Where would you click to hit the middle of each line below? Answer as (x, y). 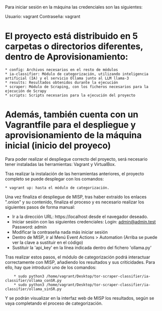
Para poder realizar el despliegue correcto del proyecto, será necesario (76, 159)
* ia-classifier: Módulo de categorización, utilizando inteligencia (77, 74)
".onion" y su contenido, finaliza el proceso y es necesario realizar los (75, 202)
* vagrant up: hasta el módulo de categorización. (57, 188)
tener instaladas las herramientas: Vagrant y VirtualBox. (61, 164)
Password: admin (29, 227)
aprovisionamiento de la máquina (73, 135)
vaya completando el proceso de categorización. (54, 303)
